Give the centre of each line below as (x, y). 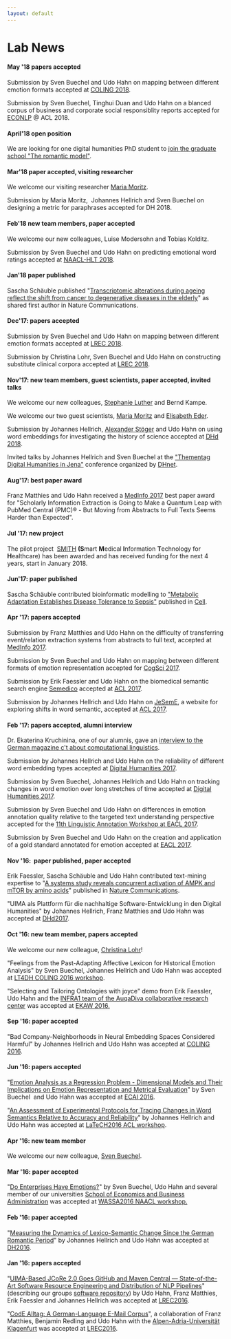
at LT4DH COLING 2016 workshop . (56, 978)
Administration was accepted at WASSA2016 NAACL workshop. (97, 1201)
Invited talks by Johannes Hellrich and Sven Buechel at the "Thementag (109, 457)
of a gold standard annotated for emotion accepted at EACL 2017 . (100, 845)
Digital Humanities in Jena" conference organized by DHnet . (92, 465)
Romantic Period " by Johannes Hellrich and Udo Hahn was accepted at (108, 1240)
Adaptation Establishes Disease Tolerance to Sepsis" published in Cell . (107, 601)
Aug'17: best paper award (45, 480)
